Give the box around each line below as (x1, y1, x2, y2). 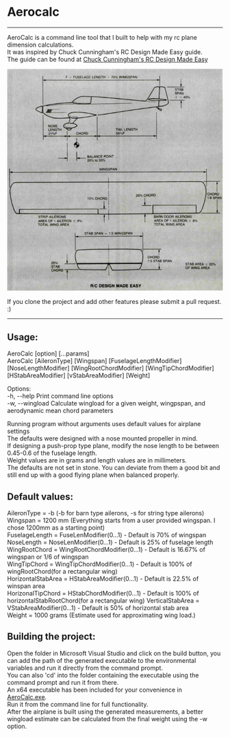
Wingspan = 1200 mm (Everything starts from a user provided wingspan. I (7, 516, 216, 525)
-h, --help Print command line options (7, 392, 114, 400)
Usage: (7, 331, 39, 343)
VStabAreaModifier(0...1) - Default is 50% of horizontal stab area (7, 604, 190, 612)
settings (7, 427, 30, 436)
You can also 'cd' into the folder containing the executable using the (7, 670, 199, 679)
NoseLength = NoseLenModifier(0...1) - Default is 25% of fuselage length (7, 538, 214, 546)
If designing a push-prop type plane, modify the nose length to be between (7, 442, 220, 450)
